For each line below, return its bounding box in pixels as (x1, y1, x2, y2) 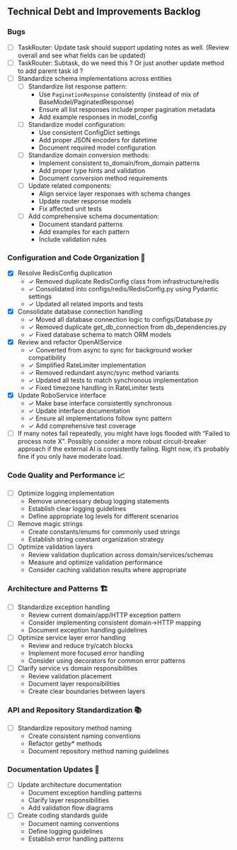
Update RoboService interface (17, 391, 106, 399)
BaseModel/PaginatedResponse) (38, 97, 134, 106)
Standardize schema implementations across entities (17, 74, 172, 82)
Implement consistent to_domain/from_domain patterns (38, 159, 200, 167)
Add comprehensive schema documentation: (28, 212, 159, 220)
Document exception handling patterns (28, 788, 142, 797)
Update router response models (38, 197, 132, 206)
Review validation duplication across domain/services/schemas (28, 551, 214, 559)
